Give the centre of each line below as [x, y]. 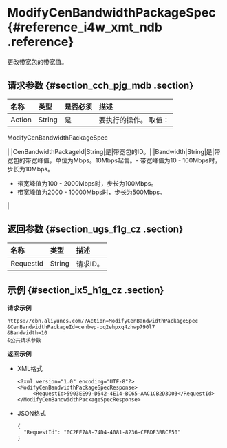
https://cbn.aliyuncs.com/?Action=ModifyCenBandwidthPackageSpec [102, 321]
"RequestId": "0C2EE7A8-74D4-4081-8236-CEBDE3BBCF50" [102, 433]
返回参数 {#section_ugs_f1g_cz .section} [95, 230]
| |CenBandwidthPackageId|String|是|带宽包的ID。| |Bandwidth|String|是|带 [114, 151]
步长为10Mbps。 [30, 169]
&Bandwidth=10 [28, 333]
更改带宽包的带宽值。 [37, 62]
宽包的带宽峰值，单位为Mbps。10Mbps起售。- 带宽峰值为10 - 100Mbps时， [114, 160]
